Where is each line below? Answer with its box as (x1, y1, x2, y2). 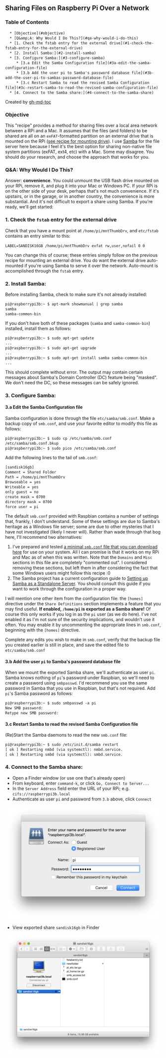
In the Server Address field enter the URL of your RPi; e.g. (12, 785, 130, 792)
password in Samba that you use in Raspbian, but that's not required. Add (5, 686, 156, 691)
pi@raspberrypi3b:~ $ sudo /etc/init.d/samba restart (5, 742, 119, 747)
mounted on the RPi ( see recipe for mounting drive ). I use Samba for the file (5, 138, 160, 144)
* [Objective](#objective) (9, 31, 65, 36)
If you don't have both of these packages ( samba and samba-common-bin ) (5, 320, 150, 326)
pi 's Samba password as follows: (5, 690, 73, 696)
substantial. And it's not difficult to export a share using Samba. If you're (5, 199, 153, 205)
